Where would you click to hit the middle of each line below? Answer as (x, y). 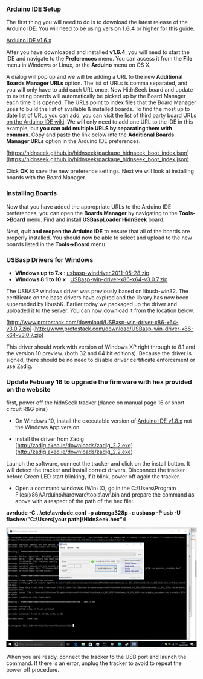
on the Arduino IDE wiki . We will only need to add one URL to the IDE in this (100, 122)
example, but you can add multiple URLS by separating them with (89, 129)
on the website (28, 389)
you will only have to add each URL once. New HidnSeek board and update (100, 90)
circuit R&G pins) (27, 409)
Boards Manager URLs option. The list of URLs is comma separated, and (97, 83)
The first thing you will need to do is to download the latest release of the (97, 22)
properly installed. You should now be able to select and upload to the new (99, 238)
